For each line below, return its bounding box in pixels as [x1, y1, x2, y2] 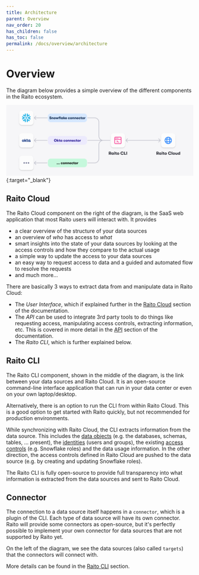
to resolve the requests [14, 265, 72, 272]
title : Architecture [6, 9, 58, 15]
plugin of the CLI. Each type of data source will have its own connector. [6, 514, 181, 522]
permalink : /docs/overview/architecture [6, 41, 108, 47]
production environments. [6, 414, 70, 421]
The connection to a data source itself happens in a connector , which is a [6, 508, 185, 516]
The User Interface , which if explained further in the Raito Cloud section [14, 300, 191, 308]
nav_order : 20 [6, 22, 42, 28]
